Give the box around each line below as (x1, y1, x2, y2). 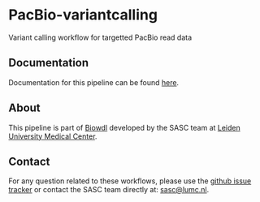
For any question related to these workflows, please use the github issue (8, 176, 252, 186)
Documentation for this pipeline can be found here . (8, 77, 180, 87)
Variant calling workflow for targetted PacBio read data (8, 32, 193, 42)
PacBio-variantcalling (8, 6, 158, 24)
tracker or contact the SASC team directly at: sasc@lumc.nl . (8, 185, 210, 195)
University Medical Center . (8, 131, 97, 141)
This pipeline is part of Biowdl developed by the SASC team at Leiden (8, 122, 241, 132)
